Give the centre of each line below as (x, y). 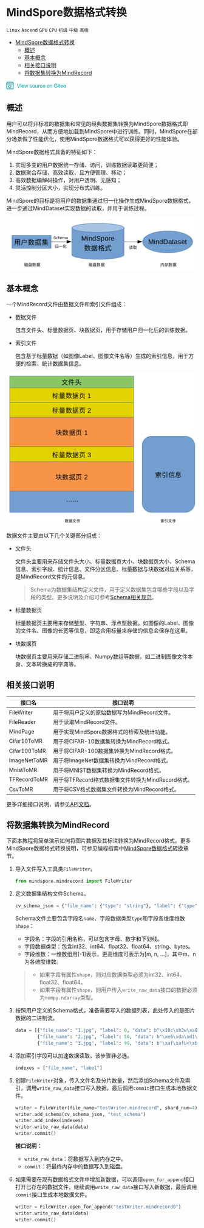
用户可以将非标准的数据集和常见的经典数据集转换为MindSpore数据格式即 (97, 124)
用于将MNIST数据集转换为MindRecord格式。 (109, 770)
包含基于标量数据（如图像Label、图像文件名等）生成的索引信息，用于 (102, 356)
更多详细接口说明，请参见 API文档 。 (51, 804)
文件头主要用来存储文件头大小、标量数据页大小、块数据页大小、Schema (105, 561)
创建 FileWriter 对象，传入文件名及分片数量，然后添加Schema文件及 (100, 1080)
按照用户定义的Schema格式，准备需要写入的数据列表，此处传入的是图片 (105, 1011)
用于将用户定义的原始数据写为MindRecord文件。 (114, 712)
